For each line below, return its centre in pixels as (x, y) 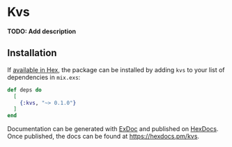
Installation (32, 53)
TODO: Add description (42, 31)
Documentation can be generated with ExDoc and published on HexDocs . (113, 129)
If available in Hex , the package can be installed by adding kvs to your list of (116, 69)
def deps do (24, 90)
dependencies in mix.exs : (44, 77)
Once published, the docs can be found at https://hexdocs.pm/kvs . (103, 137)
